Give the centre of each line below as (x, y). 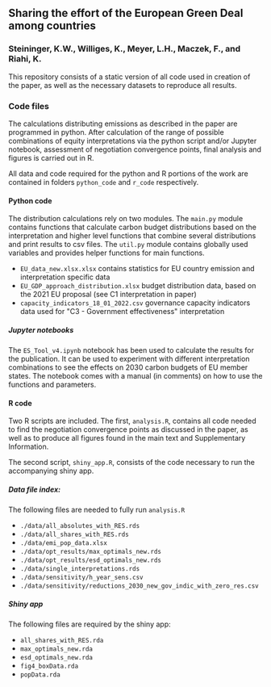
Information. (29, 446)
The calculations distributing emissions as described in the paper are (123, 124)
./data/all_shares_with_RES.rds (74, 535)
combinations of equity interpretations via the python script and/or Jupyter (133, 140)
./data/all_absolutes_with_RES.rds (80, 526)
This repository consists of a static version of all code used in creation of (129, 77)
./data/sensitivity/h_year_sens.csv (81, 578)
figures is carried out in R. (51, 157)
